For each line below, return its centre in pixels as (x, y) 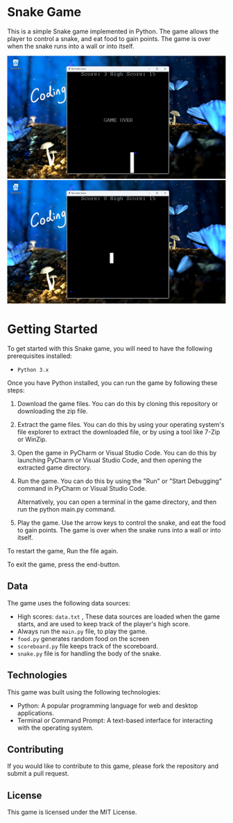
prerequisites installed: (40, 356)
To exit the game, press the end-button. (64, 564)
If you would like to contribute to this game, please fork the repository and (113, 766)
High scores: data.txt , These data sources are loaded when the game (119, 617)
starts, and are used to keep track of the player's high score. (104, 624)
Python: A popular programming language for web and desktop (107, 706)
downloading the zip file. (52, 411)
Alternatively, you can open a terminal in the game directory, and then (117, 502)
